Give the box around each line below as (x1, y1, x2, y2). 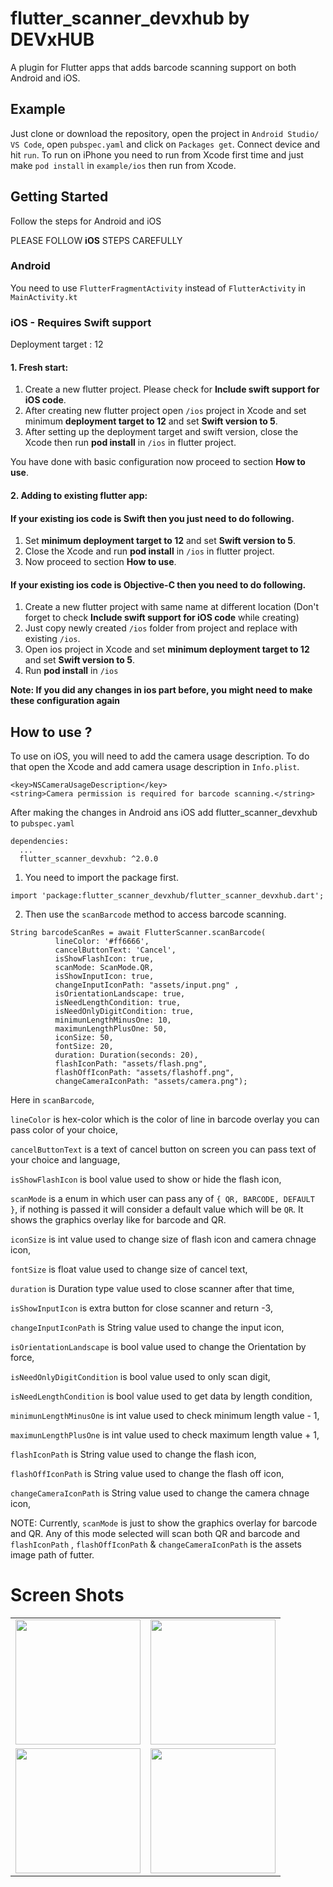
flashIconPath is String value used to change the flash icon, (10, 1448, 257, 1461)
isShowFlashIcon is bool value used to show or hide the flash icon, (10, 1173, 282, 1186)
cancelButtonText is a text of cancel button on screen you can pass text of (10, 1143, 317, 1156)
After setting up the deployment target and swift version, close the (24, 426, 299, 438)
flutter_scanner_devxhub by (10, 7, 250, 30)
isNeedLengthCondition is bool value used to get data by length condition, (10, 1390, 313, 1402)
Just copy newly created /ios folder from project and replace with (24, 622, 298, 634)
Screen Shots (10, 1584, 125, 1607)
